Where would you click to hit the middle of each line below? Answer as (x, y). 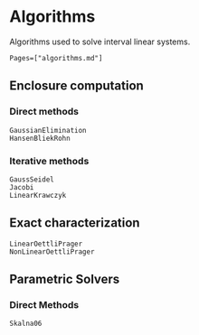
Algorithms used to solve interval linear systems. (100, 42)
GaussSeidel (32, 179)
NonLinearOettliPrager (52, 251)
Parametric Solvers (65, 279)
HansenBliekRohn (40, 138)
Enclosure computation (77, 86)
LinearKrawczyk (38, 195)
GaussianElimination (48, 130)
